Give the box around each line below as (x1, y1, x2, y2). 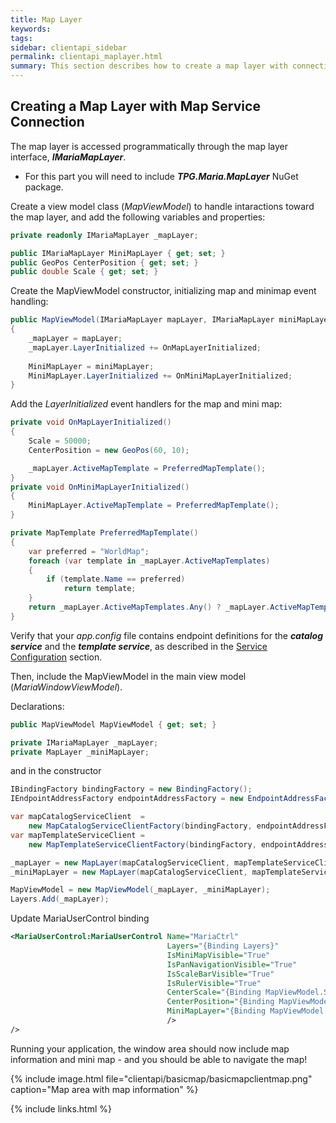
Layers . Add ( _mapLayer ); (10, 894, 110, 905)
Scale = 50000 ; (28, 436, 92, 446)
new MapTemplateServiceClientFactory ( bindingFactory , (28, 839, 257, 850)
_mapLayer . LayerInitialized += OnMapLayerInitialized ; (28, 342, 262, 353)
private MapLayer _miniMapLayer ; (10, 747, 150, 757)
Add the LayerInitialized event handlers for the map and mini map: (10, 398, 283, 410)
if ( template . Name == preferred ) (46, 574, 186, 585)
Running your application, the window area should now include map (10, 1042, 290, 1055)
